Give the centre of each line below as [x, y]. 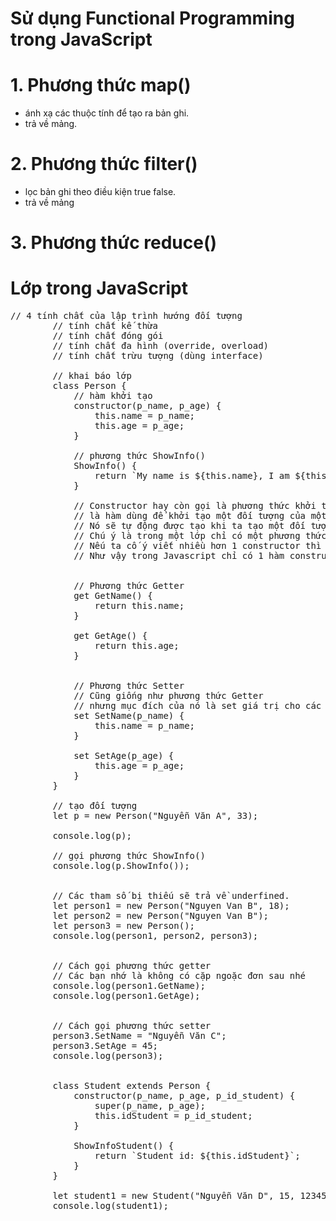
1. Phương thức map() [101, 85]
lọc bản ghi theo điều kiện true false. [100, 192]
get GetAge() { [110, 636]
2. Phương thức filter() [104, 164]
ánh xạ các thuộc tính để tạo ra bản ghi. [107, 113]
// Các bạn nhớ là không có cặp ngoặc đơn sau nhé [179, 976]
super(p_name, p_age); [150, 1106]
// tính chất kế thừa [105, 326]
